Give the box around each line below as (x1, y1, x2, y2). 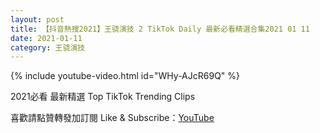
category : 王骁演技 (10, 42, 86, 53)
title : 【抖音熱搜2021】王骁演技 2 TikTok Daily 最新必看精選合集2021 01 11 (10, 24, 310, 34)
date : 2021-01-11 (10, 33, 83, 43)
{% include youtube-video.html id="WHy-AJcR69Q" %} (10, 70, 241, 82)
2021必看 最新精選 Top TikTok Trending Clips (10, 91, 196, 103)
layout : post (10, 14, 65, 25)
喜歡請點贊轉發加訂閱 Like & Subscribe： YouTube (10, 112, 215, 124)
